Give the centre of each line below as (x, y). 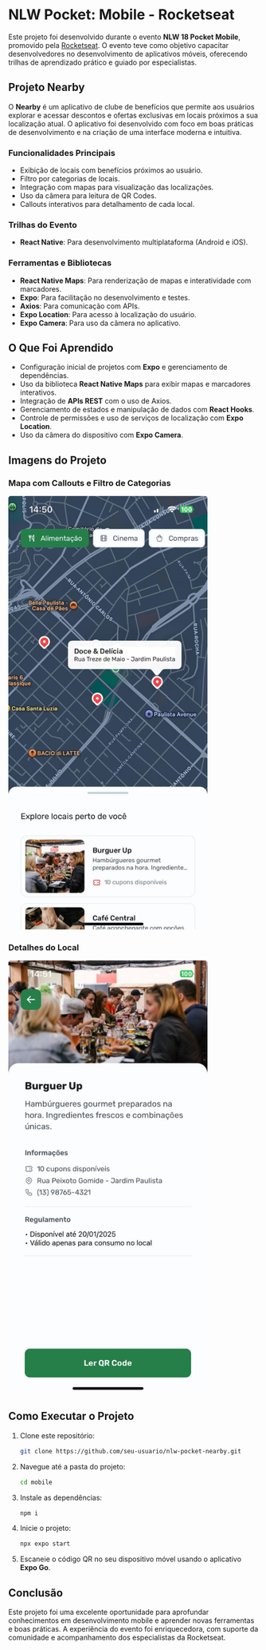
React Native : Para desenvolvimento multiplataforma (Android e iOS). (134, 242)
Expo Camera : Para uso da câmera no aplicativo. (100, 323)
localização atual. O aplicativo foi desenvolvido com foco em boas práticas (131, 123)
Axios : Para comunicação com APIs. (80, 306)
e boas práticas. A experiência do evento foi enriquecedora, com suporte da (133, 1629)
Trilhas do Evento (43, 225)
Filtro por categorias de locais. (70, 179)
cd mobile (36, 1482)
